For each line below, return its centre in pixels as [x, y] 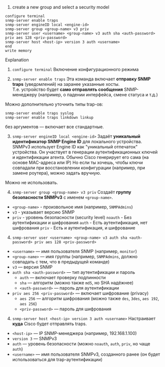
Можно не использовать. [32, 183]
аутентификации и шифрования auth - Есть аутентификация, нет [80, 222]
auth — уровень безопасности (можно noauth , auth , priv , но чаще [81, 344]
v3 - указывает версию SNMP [43, 212]
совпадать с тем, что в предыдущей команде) [61, 262]
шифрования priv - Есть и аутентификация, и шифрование [74, 228]
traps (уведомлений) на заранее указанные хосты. [66, 84]
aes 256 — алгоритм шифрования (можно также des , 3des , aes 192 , [89, 298]
